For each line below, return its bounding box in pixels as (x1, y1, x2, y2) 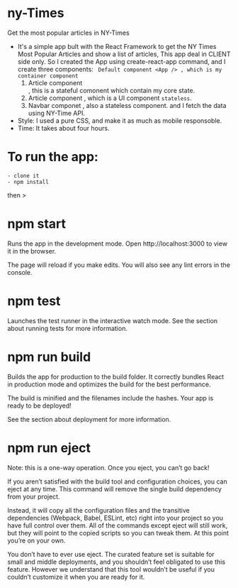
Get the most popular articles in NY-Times (7, 28, 130, 37)
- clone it (7, 172, 40, 179)
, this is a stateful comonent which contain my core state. (28, 86, 195, 94)
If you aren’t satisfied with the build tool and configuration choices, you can (7, 477, 228, 486)
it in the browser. (7, 246, 57, 255)
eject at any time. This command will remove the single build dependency (7, 484, 222, 493)
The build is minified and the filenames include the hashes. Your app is (7, 393, 214, 402)
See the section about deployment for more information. (7, 415, 171, 423)
